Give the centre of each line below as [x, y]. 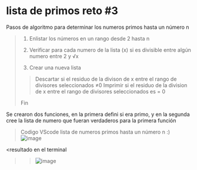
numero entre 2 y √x [54, 56]
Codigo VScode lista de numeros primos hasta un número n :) [95, 132]
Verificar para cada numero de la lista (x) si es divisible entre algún [110, 50]
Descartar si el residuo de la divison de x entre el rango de [106, 79]
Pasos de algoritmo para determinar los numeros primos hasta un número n [98, 27]
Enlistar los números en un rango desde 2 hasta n [89, 38]
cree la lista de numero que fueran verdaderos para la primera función [91, 120]
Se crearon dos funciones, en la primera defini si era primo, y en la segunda [98, 114]
